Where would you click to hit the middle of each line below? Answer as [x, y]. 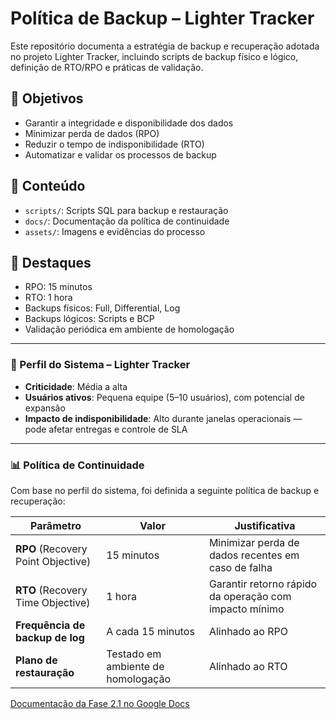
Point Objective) [53, 561]
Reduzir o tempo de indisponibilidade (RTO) [114, 144]
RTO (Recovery [51, 590]
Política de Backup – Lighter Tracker [162, 18]
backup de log [50, 637]
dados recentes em [254, 555]
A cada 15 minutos [150, 631]
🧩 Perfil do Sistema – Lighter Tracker [100, 365]
